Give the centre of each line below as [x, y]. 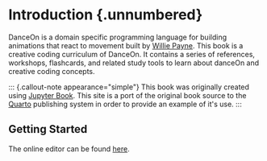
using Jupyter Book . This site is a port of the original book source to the [127, 95]
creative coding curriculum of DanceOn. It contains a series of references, [132, 54]
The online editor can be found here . [69, 149]
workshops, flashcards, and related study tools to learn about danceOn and [134, 63]
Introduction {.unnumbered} [106, 15]
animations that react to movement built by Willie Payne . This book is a [126, 45]
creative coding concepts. [52, 71]
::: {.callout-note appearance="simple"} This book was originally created [129, 87]
